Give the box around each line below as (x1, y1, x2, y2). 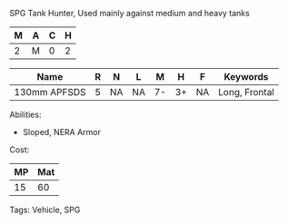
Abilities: (9, 109, 42, 120)
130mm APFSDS (14, 86, 86, 98)
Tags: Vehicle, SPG (9, 204, 81, 215)
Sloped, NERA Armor (22, 127, 102, 137)
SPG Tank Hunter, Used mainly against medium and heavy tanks (9, 8, 250, 18)
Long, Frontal (217, 86, 274, 98)
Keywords (223, 71, 269, 83)
